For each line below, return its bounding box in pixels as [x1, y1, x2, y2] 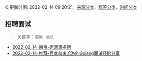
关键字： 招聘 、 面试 [17, 34, 54, 40]
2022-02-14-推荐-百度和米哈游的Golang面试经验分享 [12, 50, 120, 56]
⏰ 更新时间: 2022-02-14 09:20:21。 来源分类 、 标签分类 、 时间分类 [5, 4, 138, 10]
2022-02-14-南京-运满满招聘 [12, 44, 71, 50]
